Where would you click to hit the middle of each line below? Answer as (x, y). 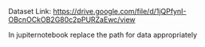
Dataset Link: (30, 11)
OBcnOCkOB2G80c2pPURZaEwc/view (72, 20)
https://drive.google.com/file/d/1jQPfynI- (120, 11)
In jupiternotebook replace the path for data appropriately (103, 35)
